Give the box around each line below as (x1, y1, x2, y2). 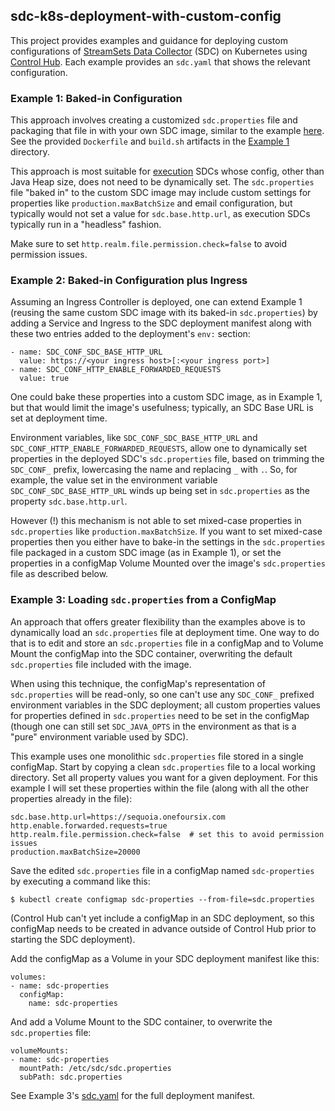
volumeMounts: (10, 1045, 70, 1056)
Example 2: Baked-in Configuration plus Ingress (10, 274, 248, 288)
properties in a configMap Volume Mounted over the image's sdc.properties (10, 557, 326, 569)
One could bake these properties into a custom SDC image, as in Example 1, (10, 391, 323, 403)
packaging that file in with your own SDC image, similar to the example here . (10, 125, 325, 137)
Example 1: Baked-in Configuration (10, 91, 183, 105)
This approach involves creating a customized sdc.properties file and (10, 114, 298, 126)
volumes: (10, 972, 47, 982)
